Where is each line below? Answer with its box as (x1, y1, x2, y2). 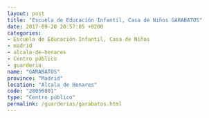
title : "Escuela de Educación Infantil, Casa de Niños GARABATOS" (7, 17, 203, 24)
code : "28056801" (7, 87, 57, 94)
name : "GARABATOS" (7, 68, 60, 75)
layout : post (7, 10, 45, 17)
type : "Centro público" (7, 94, 76, 101)
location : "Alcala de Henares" (7, 81, 98, 88)
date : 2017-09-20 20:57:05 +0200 (7, 23, 104, 30)
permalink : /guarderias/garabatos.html (7, 101, 122, 108)
